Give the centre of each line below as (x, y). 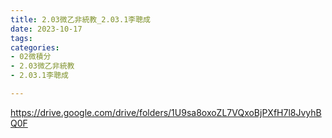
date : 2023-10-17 (46, 29)
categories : (35, 47)
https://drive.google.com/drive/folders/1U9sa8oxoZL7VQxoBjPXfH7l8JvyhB (166, 112)
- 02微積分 (31, 57)
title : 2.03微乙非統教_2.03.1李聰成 (80, 19)
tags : (21, 38)
